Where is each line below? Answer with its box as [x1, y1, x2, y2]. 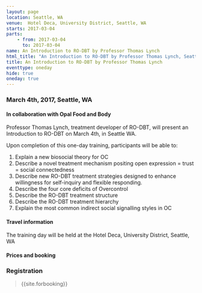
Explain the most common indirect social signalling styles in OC [14, 205, 173, 212]
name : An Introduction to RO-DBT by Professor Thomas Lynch [6, 48, 161, 54]
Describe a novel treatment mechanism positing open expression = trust [14, 160, 194, 167]
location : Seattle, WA [6, 14, 63, 20]
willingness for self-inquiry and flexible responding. [14, 179, 142, 186]
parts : [6, 31, 23, 37]
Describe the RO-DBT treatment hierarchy [14, 198, 119, 205]
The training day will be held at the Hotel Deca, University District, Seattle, [6, 232, 190, 239]
